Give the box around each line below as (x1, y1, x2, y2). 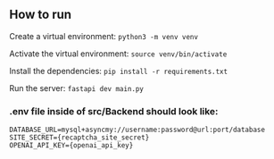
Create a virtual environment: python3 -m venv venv (9, 30, 199, 41)
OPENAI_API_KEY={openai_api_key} (9, 141, 134, 150)
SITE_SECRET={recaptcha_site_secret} (9, 133, 150, 142)
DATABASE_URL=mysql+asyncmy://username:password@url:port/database (9, 125, 266, 135)
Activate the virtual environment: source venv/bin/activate (9, 48, 228, 59)
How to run (9, 7, 72, 22)
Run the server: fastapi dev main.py (9, 82, 145, 93)
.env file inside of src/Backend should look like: (9, 105, 219, 117)
